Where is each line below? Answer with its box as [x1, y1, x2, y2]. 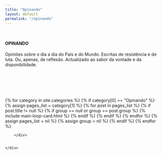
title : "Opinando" [5, 7, 42, 12]
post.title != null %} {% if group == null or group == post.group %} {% [5, 108, 145, 114]
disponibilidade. [5, 61, 37, 67]
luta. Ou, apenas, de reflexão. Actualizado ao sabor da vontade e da [5, 57, 142, 62]
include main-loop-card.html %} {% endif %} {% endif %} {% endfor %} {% [5, 113, 158, 118]
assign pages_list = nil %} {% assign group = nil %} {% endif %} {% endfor [5, 118, 156, 124]
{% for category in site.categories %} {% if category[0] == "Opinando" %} [5, 97, 155, 103]
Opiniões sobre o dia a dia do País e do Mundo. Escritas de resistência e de [5, 51, 157, 57]
